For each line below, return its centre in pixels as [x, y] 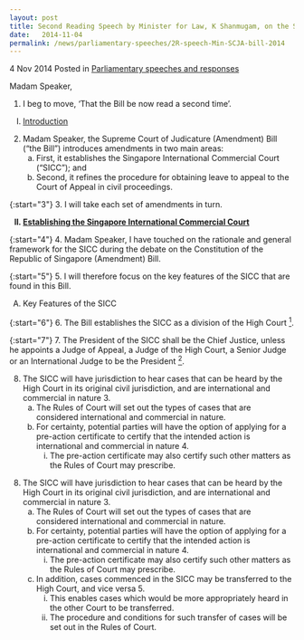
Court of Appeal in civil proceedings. [104, 187]
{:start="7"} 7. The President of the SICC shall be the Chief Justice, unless [147, 339]
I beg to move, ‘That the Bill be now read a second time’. [127, 104]
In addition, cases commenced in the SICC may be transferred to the [164, 578]
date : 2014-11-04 [46, 34]
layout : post [34, 18]
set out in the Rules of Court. [103, 626]
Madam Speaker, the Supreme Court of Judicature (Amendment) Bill [150, 139]
